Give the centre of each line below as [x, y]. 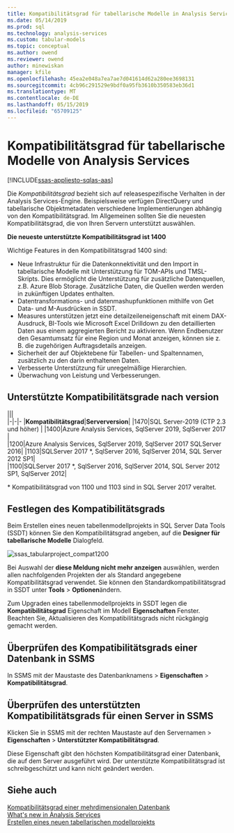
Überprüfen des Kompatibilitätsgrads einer [102, 647]
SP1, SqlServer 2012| [37, 473]
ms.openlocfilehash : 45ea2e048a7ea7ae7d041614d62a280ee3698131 [101, 79]
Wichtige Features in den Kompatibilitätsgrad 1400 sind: [87, 250]
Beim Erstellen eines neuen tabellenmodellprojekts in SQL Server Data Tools [116, 526]
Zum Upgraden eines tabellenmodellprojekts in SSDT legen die [97, 603]
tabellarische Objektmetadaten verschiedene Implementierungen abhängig [115, 208]
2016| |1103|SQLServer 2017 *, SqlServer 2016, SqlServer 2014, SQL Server [115, 451]
